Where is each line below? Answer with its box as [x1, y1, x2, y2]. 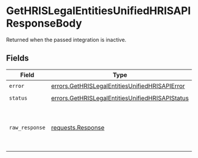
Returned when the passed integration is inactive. [6, 36, 127, 43]
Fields [6, 53, 29, 63]
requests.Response [51, 123, 105, 131]
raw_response [9, 124, 46, 131]
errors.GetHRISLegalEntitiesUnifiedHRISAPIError [51, 82, 186, 90]
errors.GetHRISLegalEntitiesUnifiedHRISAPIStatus [51, 94, 189, 103]
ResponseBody [6, 17, 82, 30]
